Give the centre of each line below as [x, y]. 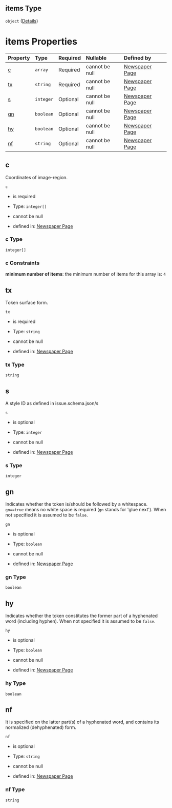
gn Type [16, 577]
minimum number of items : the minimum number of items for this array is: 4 [86, 274]
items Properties [41, 42]
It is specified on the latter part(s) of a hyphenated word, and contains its [82, 722]
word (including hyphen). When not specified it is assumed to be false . [80, 621]
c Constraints [23, 263]
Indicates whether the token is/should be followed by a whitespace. [77, 504]
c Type [14, 239]
